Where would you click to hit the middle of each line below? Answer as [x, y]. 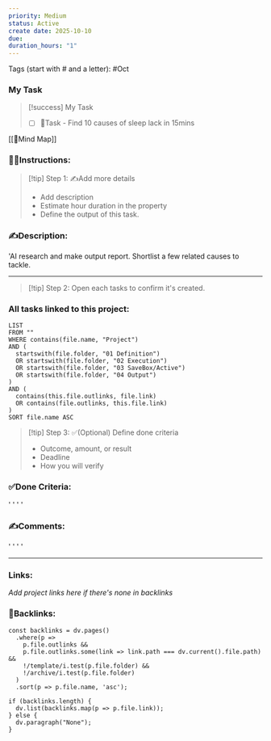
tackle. [19, 265]
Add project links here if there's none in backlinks [91, 593]
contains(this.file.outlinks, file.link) [86, 397]
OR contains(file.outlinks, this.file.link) [92, 404]
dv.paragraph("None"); [54, 722]
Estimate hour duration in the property [104, 205]
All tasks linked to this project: [69, 309]
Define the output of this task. [90, 214]
